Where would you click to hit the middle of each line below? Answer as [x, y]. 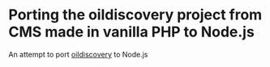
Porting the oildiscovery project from [135, 15]
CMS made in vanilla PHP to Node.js [132, 32]
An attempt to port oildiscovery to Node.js [78, 54]
